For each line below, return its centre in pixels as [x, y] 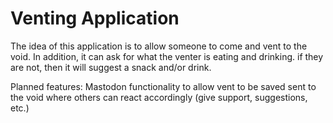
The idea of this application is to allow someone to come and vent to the [159, 46]
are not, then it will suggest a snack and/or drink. [111, 67]
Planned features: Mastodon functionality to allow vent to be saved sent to [163, 86]
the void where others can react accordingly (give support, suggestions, [159, 97]
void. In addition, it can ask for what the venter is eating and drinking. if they [167, 56]
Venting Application [95, 18]
